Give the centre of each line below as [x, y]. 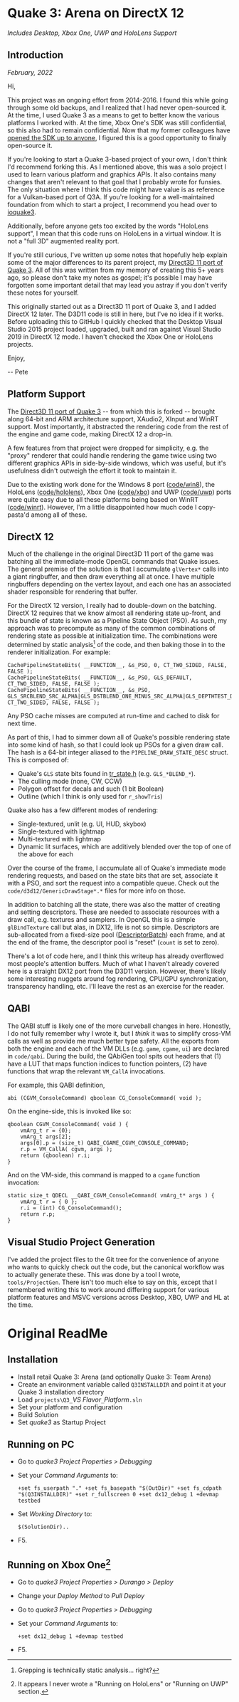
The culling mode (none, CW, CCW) [70, 782]
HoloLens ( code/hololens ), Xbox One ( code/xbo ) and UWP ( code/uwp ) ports [119, 492]
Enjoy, [16, 358]
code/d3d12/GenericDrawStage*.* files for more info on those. [97, 891]
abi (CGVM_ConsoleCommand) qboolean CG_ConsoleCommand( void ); [105, 1098]
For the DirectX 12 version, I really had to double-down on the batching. [112, 606]
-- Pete [18, 372]
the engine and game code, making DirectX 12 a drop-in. [90, 434]
